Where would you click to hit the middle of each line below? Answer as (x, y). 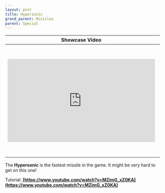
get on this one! (21, 170)
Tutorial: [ (15, 180)
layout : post (18, 10)
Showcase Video (81, 40)
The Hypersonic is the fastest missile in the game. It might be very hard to (80, 165)
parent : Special (22, 23)
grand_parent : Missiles (29, 19)
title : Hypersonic (24, 14)
